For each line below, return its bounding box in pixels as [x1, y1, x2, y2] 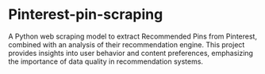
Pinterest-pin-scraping [8, 6, 163, 24]
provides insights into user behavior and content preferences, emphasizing [8, 48, 254, 57]
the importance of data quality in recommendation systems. [8, 57, 204, 66]
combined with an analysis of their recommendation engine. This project [8, 39, 245, 49]
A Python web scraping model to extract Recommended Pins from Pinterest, [8, 31, 258, 41]
